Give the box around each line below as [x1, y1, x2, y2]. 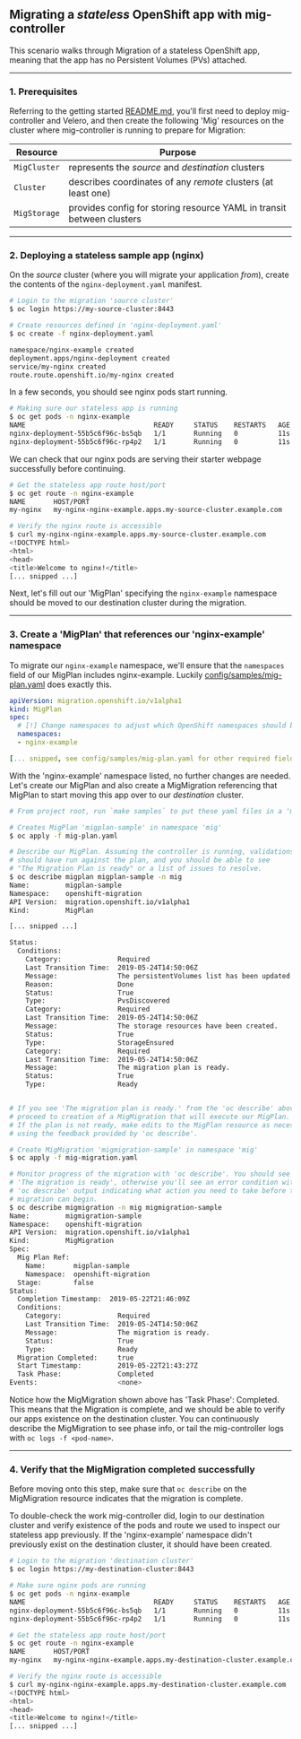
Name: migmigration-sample [9, 1211, 142, 1221]
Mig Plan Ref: [17, 1253, 70, 1263]
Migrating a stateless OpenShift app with [9, 7, 243, 22]
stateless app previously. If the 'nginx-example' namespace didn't [9, 1529, 253, 1541]
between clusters [68, 213, 142, 225]
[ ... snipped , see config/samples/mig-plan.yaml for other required [9, 753, 271, 763]
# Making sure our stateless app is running [9, 404, 178, 413]
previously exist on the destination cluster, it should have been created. [9, 1539, 272, 1550]
